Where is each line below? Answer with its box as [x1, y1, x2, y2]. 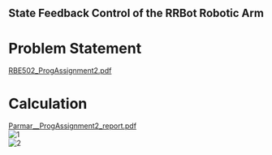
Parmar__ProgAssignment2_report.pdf [8, 121, 136, 131]
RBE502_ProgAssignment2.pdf [8, 66, 112, 75]
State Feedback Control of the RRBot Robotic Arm [8, 6, 264, 20]
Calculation [8, 94, 88, 113]
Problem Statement [8, 39, 142, 58]
